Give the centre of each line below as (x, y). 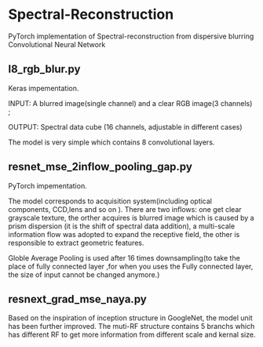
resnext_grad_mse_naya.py (77, 299)
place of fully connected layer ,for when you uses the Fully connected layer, (131, 266)
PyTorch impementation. (48, 185)
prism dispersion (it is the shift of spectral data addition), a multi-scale (122, 226)
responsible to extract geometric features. (76, 243)
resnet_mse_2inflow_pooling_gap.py (100, 167)
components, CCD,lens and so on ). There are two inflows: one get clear (125, 209)
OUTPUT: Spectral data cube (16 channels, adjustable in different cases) (125, 126)
